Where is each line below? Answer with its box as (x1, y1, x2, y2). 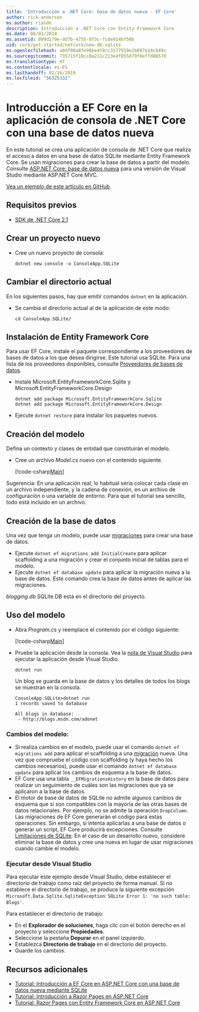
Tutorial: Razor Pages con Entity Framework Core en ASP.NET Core (14, 999, 181, 1007)
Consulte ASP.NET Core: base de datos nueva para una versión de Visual (6, 165, 186, 172)
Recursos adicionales (6, 964, 88, 974)
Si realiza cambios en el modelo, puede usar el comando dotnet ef (14, 744, 180, 751)
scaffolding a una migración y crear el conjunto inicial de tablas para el (14, 556, 189, 563)
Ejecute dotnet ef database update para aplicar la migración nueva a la (14, 568, 191, 575)
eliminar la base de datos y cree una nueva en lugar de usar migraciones (14, 838, 194, 846)
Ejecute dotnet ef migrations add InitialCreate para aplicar (14, 549, 167, 556)
